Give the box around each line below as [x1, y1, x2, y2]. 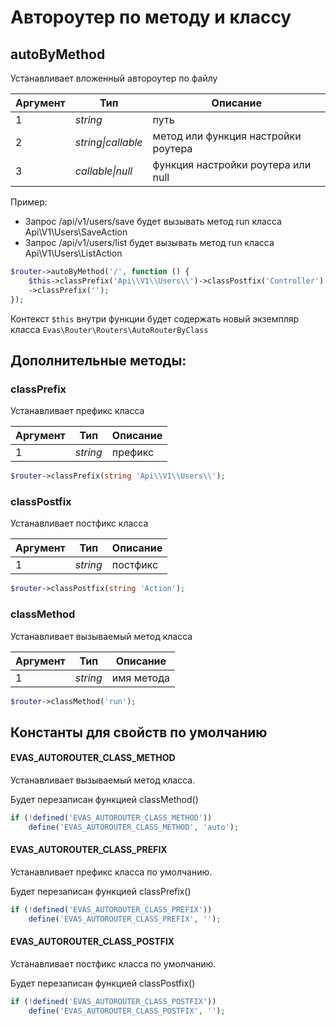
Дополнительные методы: [10, 352, 187, 369]
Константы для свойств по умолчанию [10, 724, 268, 741]
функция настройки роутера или [152, 158, 312, 171]
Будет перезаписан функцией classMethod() [10, 794, 199, 805]
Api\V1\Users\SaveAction [24, 226, 128, 238]
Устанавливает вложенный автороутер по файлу [10, 72, 218, 84]
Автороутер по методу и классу [10, 6, 292, 29]
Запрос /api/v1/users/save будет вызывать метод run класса [24, 216, 282, 227]
